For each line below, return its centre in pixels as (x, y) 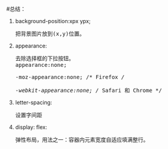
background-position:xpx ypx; (53, 21)
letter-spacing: (33, 102)
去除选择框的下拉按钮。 (44, 59)
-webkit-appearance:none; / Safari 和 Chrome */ (89, 90)
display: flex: (31, 127)
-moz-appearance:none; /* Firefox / (70, 77)
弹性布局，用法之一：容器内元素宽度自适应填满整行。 (82, 140)
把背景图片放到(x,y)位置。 (50, 34)
